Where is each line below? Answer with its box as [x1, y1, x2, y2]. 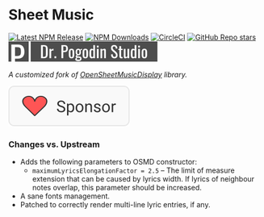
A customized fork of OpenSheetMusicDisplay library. [8, 69, 187, 79]
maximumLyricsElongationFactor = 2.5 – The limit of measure [31, 165, 236, 175]
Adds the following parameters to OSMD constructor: [19, 157, 198, 167]
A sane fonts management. [19, 191, 111, 201]
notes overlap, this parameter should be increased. [31, 183, 202, 193]
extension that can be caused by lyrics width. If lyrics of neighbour [31, 174, 255, 184]
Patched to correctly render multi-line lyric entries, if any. [19, 200, 211, 210]
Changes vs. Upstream [8, 139, 100, 150]
